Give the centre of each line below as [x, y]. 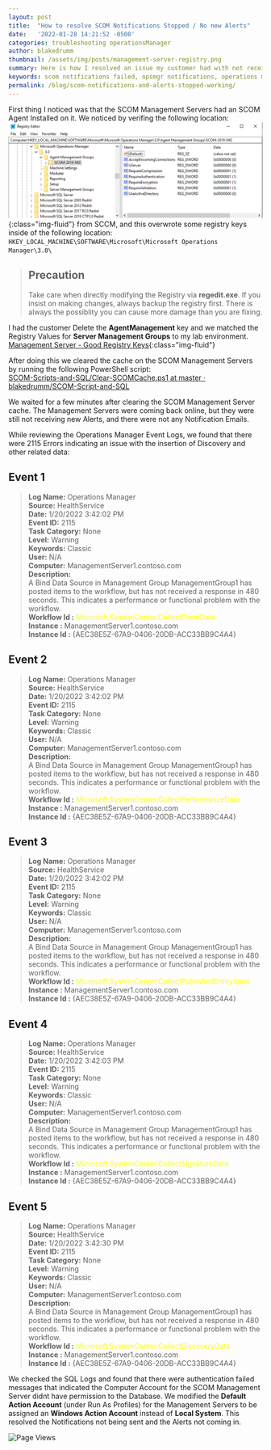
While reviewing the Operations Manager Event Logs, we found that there [130, 434]
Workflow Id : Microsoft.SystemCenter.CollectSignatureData [128, 1164]
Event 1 [27, 477]
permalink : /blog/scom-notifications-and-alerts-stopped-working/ [122, 85]
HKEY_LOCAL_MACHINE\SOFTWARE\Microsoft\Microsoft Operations [113, 242]
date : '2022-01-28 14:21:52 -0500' [72, 34]
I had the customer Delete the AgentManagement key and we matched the [133, 327]
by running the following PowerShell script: [80, 369]
